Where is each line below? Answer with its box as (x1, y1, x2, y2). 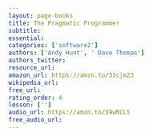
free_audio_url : (8, 116, 62, 124)
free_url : (8, 86, 42, 94)
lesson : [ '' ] (8, 101, 52, 109)
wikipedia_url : (8, 78, 59, 86)
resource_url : (8, 64, 56, 72)
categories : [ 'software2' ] (8, 42, 98, 50)
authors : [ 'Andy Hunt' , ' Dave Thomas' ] (8, 49, 146, 57)
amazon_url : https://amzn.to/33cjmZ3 (8, 71, 134, 79)
